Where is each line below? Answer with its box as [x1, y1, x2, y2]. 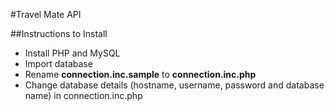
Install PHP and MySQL [24, 47, 121, 59]
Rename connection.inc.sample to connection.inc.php [24, 69, 257, 80]
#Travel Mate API [10, 9, 82, 20]
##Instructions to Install [10, 28, 108, 39]
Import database [24, 58, 93, 69]
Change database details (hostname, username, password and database [24, 79, 325, 91]
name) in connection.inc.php [24, 90, 143, 101]
